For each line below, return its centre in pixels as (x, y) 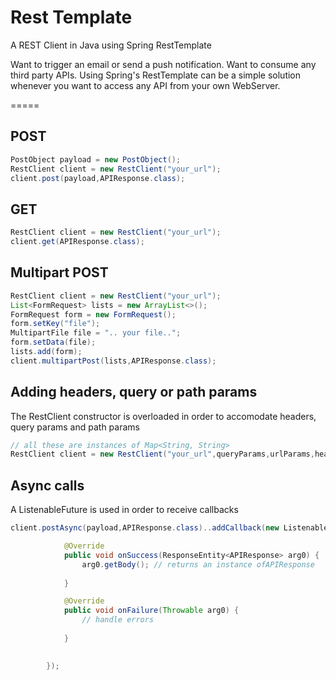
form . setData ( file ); (53, 342)
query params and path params (75, 427)
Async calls (47, 485)
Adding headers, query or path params (134, 392)
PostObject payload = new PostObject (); (96, 159)
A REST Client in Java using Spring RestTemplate (111, 45)
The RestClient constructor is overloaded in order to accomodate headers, (163, 416)
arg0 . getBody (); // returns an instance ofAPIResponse (198, 564)
